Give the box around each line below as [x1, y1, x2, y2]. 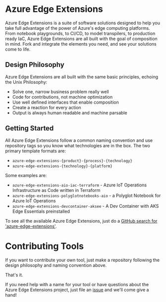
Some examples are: [5, 172, 47, 178]
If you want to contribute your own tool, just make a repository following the [5, 257, 160, 263]
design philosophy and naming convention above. [5, 262, 107, 268]
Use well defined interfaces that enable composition [12, 99, 119, 105]
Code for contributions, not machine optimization [12, 94, 113, 100]
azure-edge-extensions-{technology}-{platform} [12, 164, 112, 169]
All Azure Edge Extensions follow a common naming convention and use [5, 137, 153, 143]
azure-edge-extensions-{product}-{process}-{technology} [12, 158, 133, 163]
